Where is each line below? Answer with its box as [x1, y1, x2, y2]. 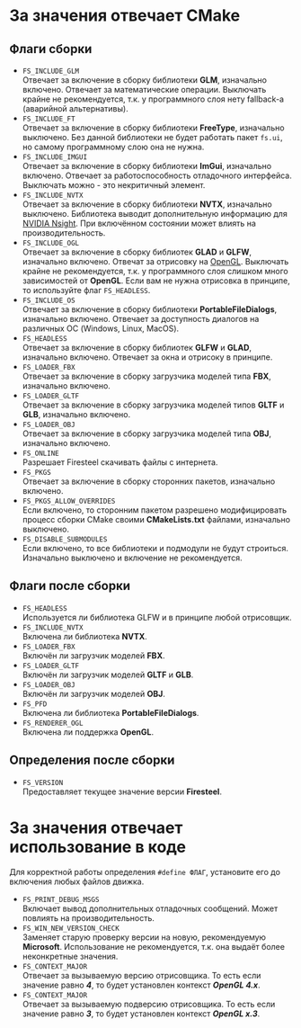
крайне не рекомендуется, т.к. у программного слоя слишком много [22, 266, 289, 276]
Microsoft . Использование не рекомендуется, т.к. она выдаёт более [22, 941, 286, 952]
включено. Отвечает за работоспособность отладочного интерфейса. [22, 170, 292, 181]
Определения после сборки [9, 753, 175, 768]
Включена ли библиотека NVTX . [22, 630, 148, 641]
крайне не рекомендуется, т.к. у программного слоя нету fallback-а [22, 94, 285, 104]
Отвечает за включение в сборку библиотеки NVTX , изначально [22, 199, 272, 210]
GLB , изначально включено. [22, 409, 131, 419]
